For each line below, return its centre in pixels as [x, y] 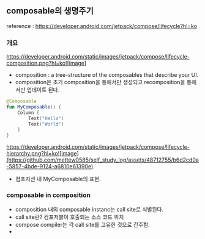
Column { [28, 112]
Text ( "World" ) [46, 124]
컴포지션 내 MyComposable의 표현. [58, 179]
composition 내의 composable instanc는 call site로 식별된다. [89, 209]
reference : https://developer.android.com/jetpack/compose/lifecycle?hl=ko [102, 26]
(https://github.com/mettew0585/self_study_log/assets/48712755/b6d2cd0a [102, 160]
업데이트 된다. [43, 90]
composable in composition [48, 195]
